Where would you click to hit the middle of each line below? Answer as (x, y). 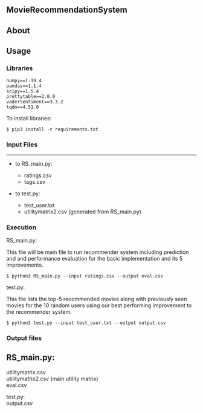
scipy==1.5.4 (23, 91)
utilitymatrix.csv (26, 372)
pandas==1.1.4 (24, 86)
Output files (24, 338)
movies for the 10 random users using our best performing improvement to (99, 305)
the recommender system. (39, 312)
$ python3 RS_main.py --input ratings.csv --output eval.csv (85, 276)
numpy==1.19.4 (24, 81)
